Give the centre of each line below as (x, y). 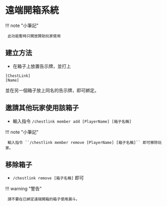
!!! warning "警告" (24, 189)
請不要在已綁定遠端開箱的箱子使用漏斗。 (44, 199)
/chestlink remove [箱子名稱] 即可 (48, 178)
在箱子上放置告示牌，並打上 (42, 66)
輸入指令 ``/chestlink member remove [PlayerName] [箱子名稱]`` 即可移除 (83, 142)
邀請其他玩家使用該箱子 (42, 108)
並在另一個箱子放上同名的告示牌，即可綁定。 (52, 90)
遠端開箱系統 (32, 10)
